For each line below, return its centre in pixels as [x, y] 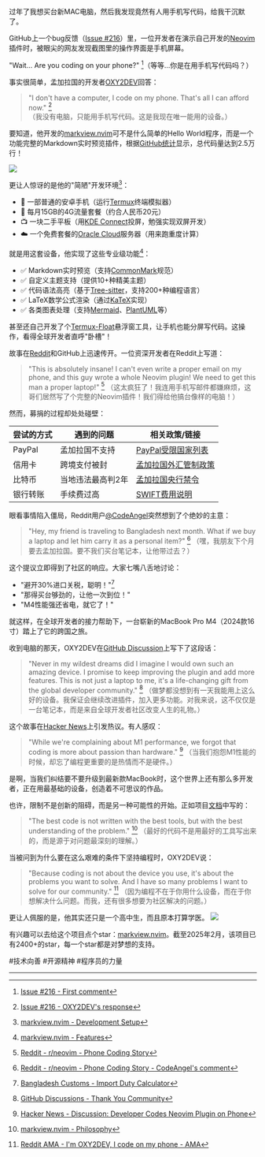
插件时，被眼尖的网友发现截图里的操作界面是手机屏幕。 [98, 48]
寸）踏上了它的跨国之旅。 [50, 631]
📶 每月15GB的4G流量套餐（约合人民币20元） [93, 211]
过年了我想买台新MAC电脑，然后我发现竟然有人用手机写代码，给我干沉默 [127, 11]
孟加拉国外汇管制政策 [175, 465]
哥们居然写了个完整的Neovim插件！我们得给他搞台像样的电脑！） [134, 397]
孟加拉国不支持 [88, 450]
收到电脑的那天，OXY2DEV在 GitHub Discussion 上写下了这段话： [114, 648]
